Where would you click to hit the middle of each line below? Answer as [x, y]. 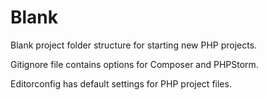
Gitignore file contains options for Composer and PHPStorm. [134, 64]
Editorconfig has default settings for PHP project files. [121, 83]
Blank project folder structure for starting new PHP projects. [134, 45]
